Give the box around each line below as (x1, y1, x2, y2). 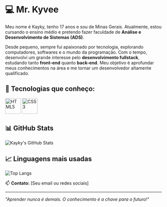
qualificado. (5, 70, 30, 76)
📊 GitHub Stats (5, 124, 54, 133)
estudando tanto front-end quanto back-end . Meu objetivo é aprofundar (5, 60, 154, 66)
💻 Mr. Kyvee (5, 4, 59, 15)
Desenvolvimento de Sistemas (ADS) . (5, 34, 84, 40)
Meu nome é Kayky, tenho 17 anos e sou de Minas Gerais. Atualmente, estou (5, 23, 162, 30)
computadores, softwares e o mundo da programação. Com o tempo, (5, 49, 148, 55)
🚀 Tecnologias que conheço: (5, 85, 95, 93)
